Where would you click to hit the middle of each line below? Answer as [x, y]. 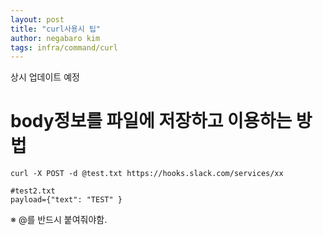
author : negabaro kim [55, 38]
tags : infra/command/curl [64, 47]
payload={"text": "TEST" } [66, 200]
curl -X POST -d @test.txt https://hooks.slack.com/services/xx [147, 174]
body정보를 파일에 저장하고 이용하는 [151, 121]
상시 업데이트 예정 [45, 77]
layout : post [37, 19]
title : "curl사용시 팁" [56, 29]
